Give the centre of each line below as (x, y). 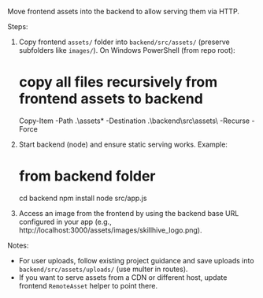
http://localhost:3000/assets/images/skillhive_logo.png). (110, 230)
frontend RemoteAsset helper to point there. (88, 285)
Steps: (18, 26)
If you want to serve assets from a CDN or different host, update (123, 277)
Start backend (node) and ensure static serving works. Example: (123, 144)
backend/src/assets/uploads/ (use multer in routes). (103, 269)
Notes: (18, 245)
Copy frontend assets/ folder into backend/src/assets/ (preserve (124, 42)
